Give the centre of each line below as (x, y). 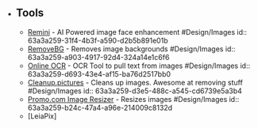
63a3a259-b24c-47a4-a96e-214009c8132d (100, 107)
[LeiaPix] (42, 116)
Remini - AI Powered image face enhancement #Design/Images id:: (137, 32)
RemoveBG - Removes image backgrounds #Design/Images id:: (131, 49)
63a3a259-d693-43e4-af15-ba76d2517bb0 (99, 73)
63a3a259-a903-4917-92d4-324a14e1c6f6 (98, 57)
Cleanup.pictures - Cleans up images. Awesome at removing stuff (135, 82)
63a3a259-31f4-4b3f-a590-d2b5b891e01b (98, 40)
